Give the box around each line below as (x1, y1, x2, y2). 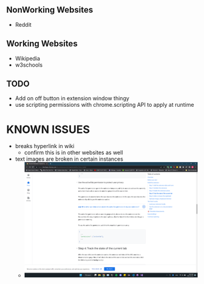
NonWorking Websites (6, 5, 93, 15)
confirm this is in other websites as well (24, 149, 123, 157)
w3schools (15, 61, 43, 69)
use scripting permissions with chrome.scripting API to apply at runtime (15, 101, 194, 109)
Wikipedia (15, 55, 41, 62)
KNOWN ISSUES (6, 123, 90, 136)
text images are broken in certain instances (15, 155, 123, 163)
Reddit (15, 21, 32, 28)
